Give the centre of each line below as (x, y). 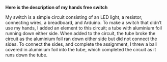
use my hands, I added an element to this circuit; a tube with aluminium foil (83, 28)
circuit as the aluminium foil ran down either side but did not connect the (81, 39)
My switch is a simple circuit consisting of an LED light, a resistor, (74, 17)
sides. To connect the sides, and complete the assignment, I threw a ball (81, 44)
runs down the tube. (26, 55)
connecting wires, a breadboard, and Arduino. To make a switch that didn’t (83, 23)
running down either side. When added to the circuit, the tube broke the (80, 33)
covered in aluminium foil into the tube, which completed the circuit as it (81, 50)
